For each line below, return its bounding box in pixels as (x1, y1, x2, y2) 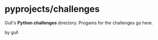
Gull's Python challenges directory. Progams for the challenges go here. (4, 20, 153, 26)
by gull (4, 29, 18, 35)
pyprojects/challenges (4, 3, 100, 15)
